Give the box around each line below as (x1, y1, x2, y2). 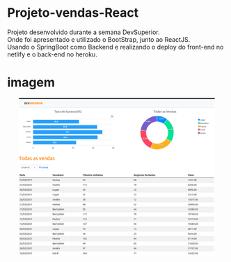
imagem (7, 75, 56, 91)
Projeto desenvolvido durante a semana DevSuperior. (7, 28, 160, 36)
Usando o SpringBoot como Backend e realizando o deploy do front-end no (7, 43, 224, 51)
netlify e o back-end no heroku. (7, 50, 97, 59)
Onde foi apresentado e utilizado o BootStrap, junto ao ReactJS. (7, 35, 191, 43)
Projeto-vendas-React (7, 5, 139, 21)
